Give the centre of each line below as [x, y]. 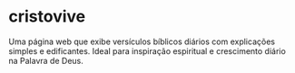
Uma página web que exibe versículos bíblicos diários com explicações [142, 41]
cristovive [47, 17]
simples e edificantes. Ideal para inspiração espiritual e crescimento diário [147, 50]
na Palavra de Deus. [46, 60]
